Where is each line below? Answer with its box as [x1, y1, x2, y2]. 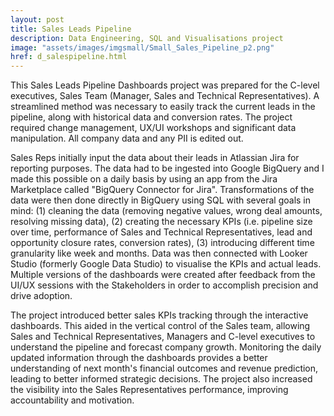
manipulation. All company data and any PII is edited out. [10, 132, 244, 145]
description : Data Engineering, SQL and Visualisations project [10, 33, 284, 43]
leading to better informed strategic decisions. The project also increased [10, 373, 313, 385]
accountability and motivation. [10, 394, 135, 406]
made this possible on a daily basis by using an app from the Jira [10, 173, 278, 185]
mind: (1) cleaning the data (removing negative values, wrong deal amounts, [10, 205, 323, 217]
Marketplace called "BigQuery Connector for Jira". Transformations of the [10, 184, 315, 196]
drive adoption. [10, 290, 73, 302]
